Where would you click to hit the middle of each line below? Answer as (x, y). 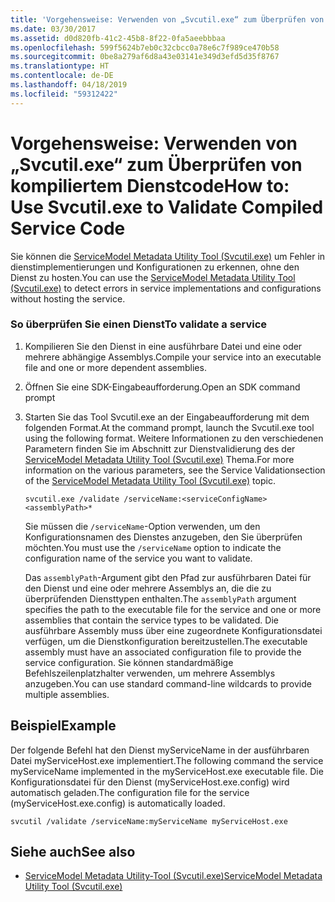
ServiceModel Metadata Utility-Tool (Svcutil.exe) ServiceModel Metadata (173, 876)
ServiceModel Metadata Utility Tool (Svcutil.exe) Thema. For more (159, 459)
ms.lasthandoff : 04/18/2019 (69, 85)
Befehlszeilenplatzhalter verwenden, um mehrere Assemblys (150, 673)
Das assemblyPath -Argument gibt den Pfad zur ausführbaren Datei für (168, 577)
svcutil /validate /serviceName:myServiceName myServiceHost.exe (149, 821)
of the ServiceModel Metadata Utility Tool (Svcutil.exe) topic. (150, 480)
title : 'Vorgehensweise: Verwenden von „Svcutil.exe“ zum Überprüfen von (167, 19)
